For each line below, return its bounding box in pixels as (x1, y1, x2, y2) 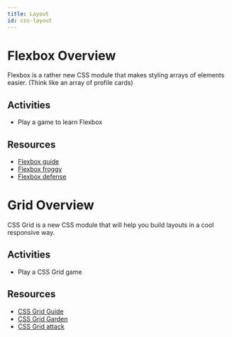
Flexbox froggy (17, 165, 62, 174)
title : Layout (7, 10, 50, 18)
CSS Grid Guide (17, 306, 64, 316)
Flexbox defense (17, 172, 67, 181)
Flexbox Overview (7, 48, 116, 64)
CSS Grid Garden (17, 314, 69, 323)
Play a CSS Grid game (17, 267, 83, 276)
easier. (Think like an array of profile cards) (7, 79, 133, 87)
